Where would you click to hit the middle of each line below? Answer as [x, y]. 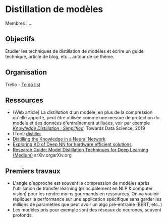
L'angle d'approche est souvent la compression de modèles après [81, 183]
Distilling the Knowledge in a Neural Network [59, 139]
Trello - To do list [23, 85]
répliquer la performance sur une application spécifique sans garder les [87, 199]
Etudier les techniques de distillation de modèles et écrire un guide [74, 51]
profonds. [23, 215]
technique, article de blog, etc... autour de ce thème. [60, 56]
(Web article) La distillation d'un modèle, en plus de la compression [82, 112]
